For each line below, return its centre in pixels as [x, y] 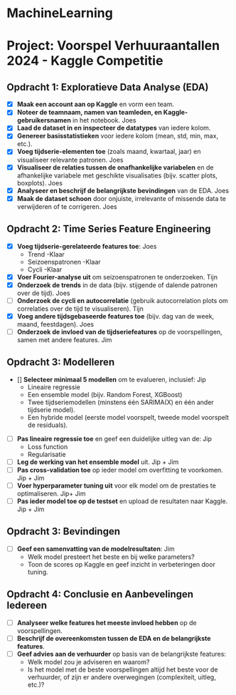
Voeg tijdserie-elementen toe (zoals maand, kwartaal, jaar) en [109, 152]
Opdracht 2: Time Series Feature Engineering [109, 229]
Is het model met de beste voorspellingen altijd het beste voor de [123, 669]
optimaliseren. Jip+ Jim [51, 493]
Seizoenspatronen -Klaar [64, 262]
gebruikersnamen [44, 120]
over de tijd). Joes [43, 293]
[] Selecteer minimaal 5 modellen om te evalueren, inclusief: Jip [112, 379]
